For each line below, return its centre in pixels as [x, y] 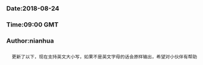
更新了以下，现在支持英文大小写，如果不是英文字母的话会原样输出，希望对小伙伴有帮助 [105, 57]
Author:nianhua [30, 40]
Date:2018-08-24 [33, 8]
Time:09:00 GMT [33, 24]
